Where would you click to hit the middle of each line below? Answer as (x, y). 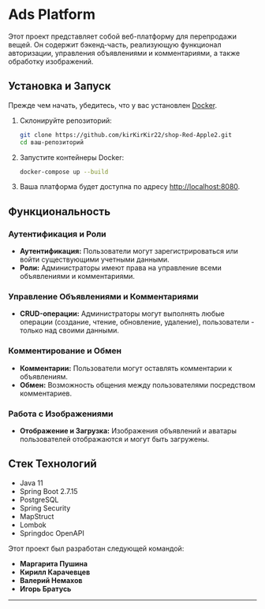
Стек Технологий (52, 464)
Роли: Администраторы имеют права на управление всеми (121, 268)
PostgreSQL (39, 499)
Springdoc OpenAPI (52, 533)
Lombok (33, 525)
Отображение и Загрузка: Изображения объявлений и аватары (128, 430)
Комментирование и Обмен (65, 351)
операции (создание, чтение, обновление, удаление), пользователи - (137, 322)
